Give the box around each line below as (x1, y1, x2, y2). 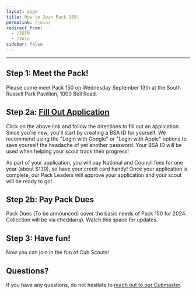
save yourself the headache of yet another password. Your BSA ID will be (6, 141, 182, 148)
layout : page (6, 8, 38, 15)
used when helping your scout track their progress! (6, 148, 129, 155)
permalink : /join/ (6, 19, 51, 25)
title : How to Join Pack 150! (6, 14, 80, 20)
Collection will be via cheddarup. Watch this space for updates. (6, 216, 158, 223)
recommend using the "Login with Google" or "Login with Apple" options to (6, 135, 187, 142)
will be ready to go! (6, 177, 52, 184)
